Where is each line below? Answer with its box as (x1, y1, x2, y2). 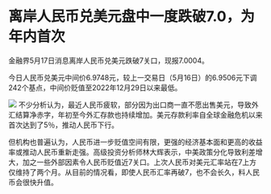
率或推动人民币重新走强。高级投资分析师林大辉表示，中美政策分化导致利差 (8, 147, 256, 157)
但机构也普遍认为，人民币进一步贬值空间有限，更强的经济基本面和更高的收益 (8, 137, 263, 147)
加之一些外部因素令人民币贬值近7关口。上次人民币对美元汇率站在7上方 (22, 157, 256, 167)
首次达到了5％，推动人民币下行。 (8, 120, 119, 130)
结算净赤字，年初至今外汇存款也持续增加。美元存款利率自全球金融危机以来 (15, 109, 263, 119)
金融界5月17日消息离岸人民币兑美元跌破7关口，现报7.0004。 (8, 56, 210, 65)
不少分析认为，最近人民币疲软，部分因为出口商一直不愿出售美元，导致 (18, 100, 252, 109)
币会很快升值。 (8, 177, 58, 187)
